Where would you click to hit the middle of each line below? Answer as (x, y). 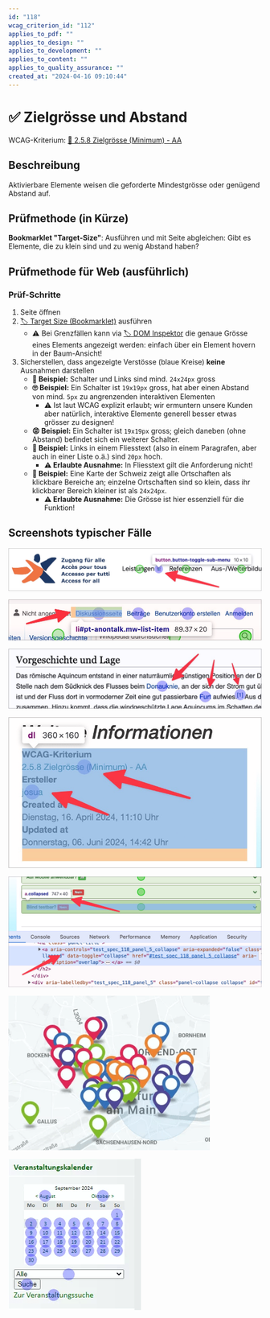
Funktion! (59, 508)
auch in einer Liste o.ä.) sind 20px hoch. (97, 456)
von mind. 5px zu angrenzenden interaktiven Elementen (123, 397)
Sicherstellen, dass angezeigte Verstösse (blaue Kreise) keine (123, 362)
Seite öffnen (40, 312)
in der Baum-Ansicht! (67, 353)
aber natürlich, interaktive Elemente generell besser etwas (140, 414)
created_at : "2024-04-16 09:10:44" (68, 76)
